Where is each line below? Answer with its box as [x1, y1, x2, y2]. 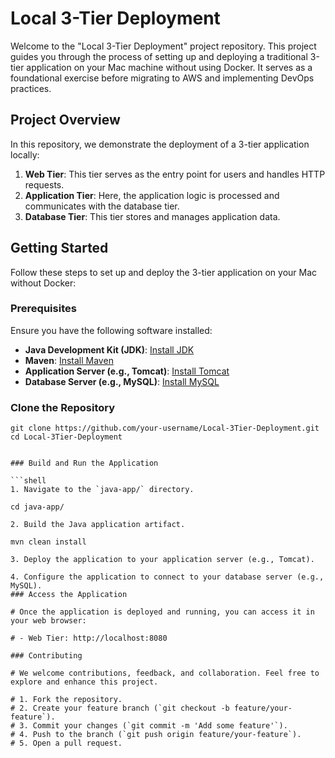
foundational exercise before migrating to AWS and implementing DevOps [10, 72, 315, 84]
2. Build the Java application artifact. [10, 520, 186, 530]
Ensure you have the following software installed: [10, 324, 213, 336]
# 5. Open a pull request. [10, 738, 123, 749]
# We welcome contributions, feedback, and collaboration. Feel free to [10, 668, 320, 679]
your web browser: [10, 616, 87, 626]
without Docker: [10, 277, 77, 289]
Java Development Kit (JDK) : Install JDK [24, 343, 195, 356]
